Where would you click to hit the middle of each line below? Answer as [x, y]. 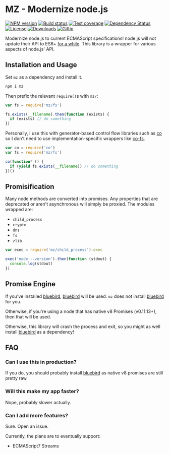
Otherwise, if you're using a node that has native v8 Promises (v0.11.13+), [81, 311]
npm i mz [14, 86]
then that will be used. [28, 316]
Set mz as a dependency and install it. [44, 77]
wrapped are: [19, 210]
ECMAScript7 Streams [36, 446]
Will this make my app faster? [42, 392]
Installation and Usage [41, 65]
